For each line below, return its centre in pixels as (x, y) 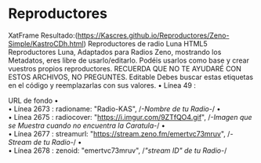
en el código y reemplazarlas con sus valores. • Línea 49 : (102, 85)
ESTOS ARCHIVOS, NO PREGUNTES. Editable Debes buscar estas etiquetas (131, 77)
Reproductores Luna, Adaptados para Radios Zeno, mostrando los (115, 52)
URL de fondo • (33, 100)
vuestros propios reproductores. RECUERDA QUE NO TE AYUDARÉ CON (125, 68)
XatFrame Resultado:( (43, 35)
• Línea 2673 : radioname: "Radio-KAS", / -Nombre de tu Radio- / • (114, 109)
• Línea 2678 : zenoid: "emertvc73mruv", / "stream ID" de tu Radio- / (118, 150)
